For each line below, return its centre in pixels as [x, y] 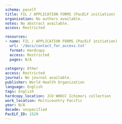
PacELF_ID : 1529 [22, 114]
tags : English [20, 91]
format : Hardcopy [27, 50]
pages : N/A [21, 59]
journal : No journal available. [38, 78]
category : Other [22, 69]
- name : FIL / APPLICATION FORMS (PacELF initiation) [61, 41]
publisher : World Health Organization [45, 82]
